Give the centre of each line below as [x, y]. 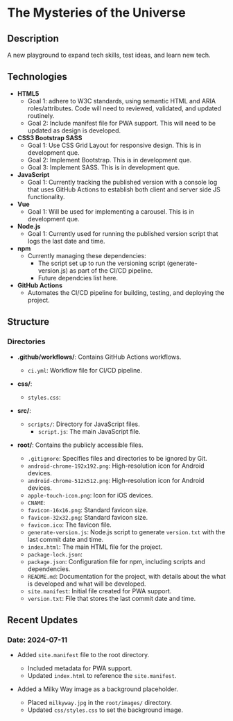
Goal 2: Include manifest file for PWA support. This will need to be [122, 123]
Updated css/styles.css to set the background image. [105, 710]
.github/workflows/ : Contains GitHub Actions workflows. [99, 357]
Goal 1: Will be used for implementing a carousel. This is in [111, 211]
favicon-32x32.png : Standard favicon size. [87, 517]
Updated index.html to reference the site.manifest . [102, 676]
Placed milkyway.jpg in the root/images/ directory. [100, 703]
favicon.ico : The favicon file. [70, 525]
